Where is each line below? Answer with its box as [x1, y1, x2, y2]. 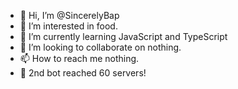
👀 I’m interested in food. [19, 20, 118, 32]
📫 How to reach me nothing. [19, 53, 140, 64]
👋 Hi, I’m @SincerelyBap [19, 10, 120, 21]
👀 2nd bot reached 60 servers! [19, 67, 147, 79]
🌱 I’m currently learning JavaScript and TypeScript [19, 31, 228, 42]
